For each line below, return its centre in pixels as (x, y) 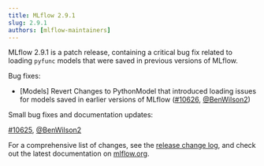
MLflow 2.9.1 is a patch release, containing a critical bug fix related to (120, 53)
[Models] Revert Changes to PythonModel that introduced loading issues (138, 91)
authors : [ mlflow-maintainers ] (59, 30)
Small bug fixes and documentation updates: (81, 115)
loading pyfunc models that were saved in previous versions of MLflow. (123, 61)
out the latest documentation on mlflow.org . (79, 153)
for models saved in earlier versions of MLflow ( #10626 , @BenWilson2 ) (135, 100)
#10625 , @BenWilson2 (45, 130)
